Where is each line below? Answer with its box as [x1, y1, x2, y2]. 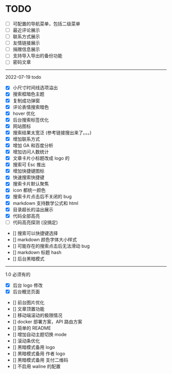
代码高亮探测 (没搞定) [12, 219, 58, 225]
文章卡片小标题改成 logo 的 [12, 155, 70, 161]
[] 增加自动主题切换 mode [12, 331, 67, 337]
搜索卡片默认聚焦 [12, 181, 49, 187]
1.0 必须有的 [5, 271, 31, 277]
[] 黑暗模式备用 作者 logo [12, 350, 66, 357]
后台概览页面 [12, 288, 40, 294]
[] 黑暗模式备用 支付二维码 [12, 357, 68, 363]
